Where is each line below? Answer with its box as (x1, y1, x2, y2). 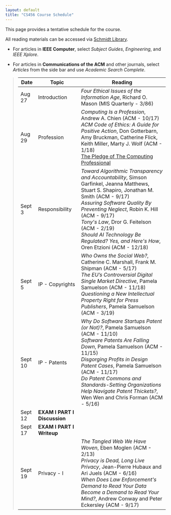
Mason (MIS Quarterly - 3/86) (80, 100, 154, 107)
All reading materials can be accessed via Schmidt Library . (5, 36, 128, 42)
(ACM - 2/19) (80, 224, 115, 232)
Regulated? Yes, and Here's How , (80, 237, 161, 244)
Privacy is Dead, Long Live (80, 456, 145, 464)
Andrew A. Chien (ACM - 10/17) (80, 115, 159, 122)
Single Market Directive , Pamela (80, 277, 158, 284)
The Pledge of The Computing (80, 153, 154, 160)
